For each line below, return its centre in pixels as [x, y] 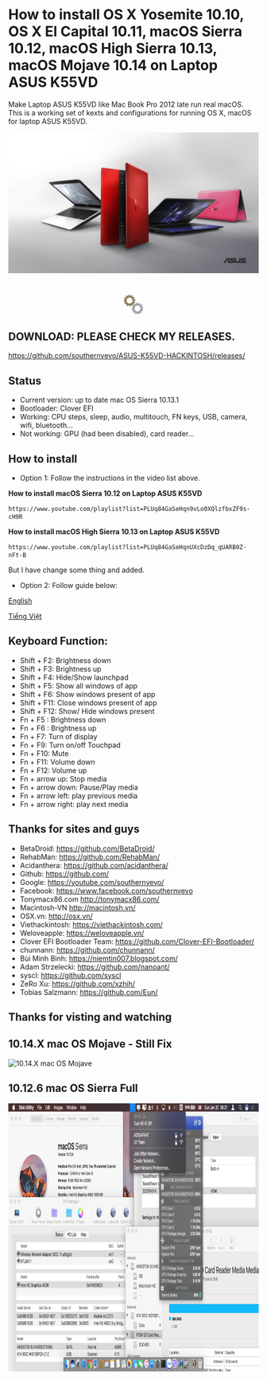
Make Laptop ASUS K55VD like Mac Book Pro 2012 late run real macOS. [126, 104]
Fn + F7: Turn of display [58, 736]
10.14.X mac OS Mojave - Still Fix [90, 1044]
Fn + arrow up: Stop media [63, 778]
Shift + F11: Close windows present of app [88, 703]
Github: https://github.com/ [64, 874]
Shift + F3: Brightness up [60, 669]
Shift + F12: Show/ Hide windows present [87, 711]
